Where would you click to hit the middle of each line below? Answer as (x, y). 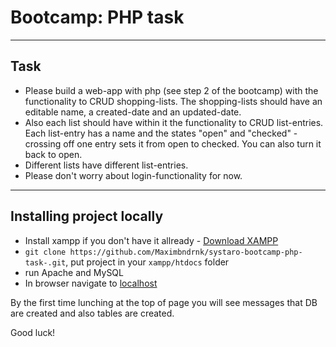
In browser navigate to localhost (91, 283)
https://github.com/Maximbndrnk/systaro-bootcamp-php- (186, 252)
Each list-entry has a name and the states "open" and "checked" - (161, 133)
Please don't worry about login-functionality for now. (133, 175)
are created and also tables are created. (92, 313)
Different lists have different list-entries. (106, 165)
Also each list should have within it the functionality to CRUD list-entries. (174, 122)
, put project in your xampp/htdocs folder (147, 262)
